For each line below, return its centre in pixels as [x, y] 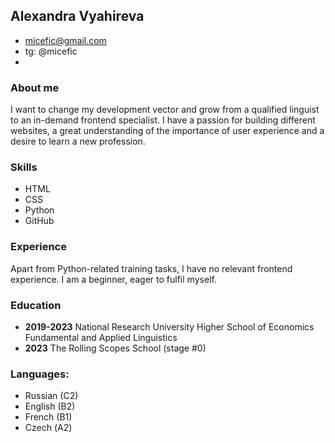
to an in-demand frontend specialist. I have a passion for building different [163, 120]
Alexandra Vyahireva [77, 16]
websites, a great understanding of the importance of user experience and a [167, 131]
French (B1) [48, 417]
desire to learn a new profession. [78, 141]
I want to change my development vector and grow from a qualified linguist [165, 110]
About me [35, 87]
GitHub [39, 221]
